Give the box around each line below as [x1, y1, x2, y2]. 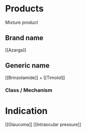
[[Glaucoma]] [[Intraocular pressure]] [5, 122, 82, 128]
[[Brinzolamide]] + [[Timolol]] [5, 74, 65, 80]
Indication [5, 105, 48, 117]
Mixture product [5, 19, 38, 25]
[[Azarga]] [5, 47, 26, 53]
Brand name [5, 34, 44, 42]
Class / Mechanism [5, 87, 53, 94]
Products [5, 3, 44, 14]
